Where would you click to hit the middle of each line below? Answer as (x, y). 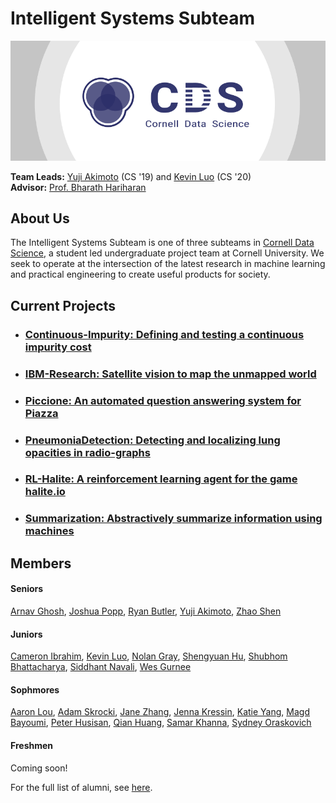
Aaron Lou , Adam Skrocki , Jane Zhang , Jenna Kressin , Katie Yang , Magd (160, 712)
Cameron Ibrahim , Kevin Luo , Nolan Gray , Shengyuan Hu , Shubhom (149, 656)
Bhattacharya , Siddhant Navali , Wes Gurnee (101, 667)
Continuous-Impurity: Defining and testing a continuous (164, 334)
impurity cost (58, 347)
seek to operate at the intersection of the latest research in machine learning (168, 264)
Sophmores (35, 689)
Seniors (27, 589)
